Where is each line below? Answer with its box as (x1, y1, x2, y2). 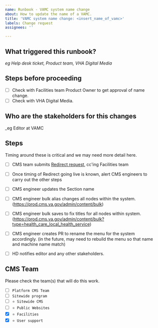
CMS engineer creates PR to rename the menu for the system (12, 230, 135, 236)
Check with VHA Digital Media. (12, 98, 74, 103)
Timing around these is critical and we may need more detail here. (5, 152, 137, 158)
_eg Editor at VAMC (5, 125, 44, 131)
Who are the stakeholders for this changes (5, 112, 137, 120)
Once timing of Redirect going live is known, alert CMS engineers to (12, 171, 148, 177)
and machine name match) (12, 241, 66, 247)
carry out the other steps (12, 177, 62, 182)
